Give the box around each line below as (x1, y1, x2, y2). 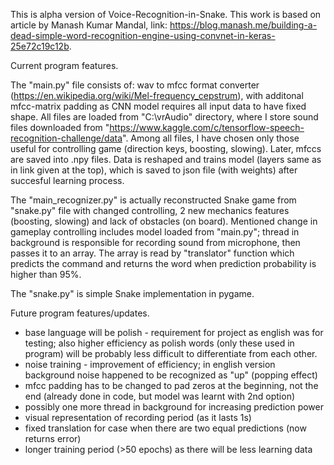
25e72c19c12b (10, 40, 70, 52)
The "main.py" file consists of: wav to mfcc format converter (10, 79, 260, 91)
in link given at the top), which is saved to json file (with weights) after (10, 164, 298, 176)
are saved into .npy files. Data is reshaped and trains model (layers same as (10, 154, 322, 165)
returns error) (24, 433, 82, 444)
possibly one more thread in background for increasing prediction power (24, 401, 324, 413)
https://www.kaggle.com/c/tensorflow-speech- (109, 122, 305, 133)
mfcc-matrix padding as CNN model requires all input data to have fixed (10, 100, 307, 112)
